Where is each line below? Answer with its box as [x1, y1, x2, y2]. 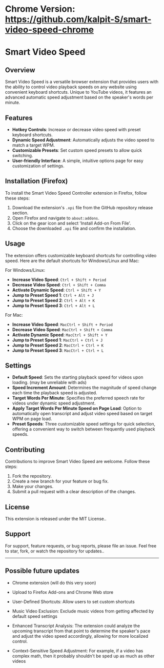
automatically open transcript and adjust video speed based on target [12, 411, 153, 417]
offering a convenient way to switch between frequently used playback [12, 426, 155, 432]
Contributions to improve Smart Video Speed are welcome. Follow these [5, 459, 150, 465]
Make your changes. [12, 484, 54, 489]
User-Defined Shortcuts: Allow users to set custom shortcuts [12, 599, 135, 605]
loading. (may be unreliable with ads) [12, 380, 87, 385]
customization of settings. [12, 163, 65, 169]
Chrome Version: [5, 3, 76, 15]
